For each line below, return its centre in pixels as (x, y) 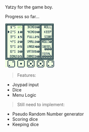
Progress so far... (22, 16)
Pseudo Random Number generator (48, 114)
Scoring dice (25, 119)
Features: (27, 75)
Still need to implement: (41, 104)
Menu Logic (24, 95)
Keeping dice (25, 124)
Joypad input (25, 85)
